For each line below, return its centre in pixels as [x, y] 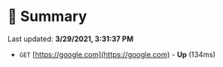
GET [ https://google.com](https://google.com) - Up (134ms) [117, 54]
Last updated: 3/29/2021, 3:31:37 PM [71, 39]
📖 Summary [47, 17]
